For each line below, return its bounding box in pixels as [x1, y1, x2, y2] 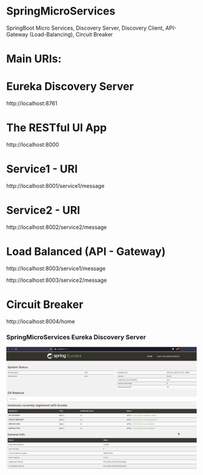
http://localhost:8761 [6, 100, 57, 107]
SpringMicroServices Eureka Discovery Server [6, 333, 146, 341]
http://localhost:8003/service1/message [6, 265, 106, 272]
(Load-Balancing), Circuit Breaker [29, 30, 113, 38]
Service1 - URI [6, 162, 78, 176]
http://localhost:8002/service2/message [6, 223, 107, 231]
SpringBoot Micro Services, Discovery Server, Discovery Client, [6, 24, 164, 32]
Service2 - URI [6, 204, 80, 218]
